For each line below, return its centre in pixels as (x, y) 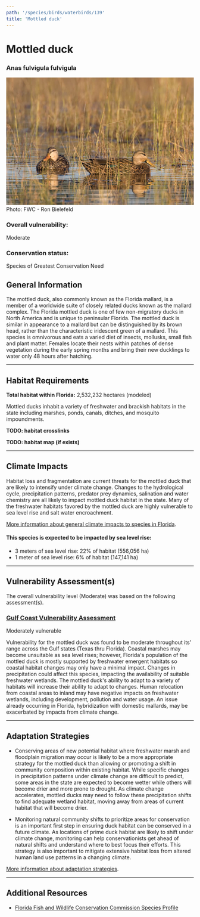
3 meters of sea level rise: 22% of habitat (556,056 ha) (82, 551)
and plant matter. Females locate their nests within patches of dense (90, 343)
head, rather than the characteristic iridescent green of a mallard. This (92, 331)
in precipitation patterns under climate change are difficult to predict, (99, 776)
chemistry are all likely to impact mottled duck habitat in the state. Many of (98, 500)
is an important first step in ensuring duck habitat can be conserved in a (103, 825)
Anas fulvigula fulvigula (41, 67)
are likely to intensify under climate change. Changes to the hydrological (95, 487)
